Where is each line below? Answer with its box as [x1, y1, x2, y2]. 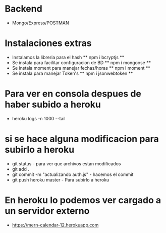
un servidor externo [5, 205, 90, 216]
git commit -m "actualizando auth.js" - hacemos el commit [12, 171, 134, 177]
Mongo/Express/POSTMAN [12, 20, 69, 26]
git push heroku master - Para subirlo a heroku [12, 176, 109, 182]
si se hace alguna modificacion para [5, 133, 159, 145]
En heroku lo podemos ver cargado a [5, 194, 161, 206]
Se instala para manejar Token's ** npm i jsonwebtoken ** [12, 70, 133, 76]
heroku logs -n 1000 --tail [12, 115, 66, 121]
